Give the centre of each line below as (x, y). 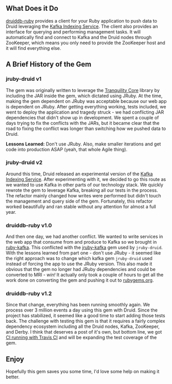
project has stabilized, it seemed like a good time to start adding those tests (85, 316)
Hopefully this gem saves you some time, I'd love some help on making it (83, 372)
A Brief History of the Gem (49, 65)
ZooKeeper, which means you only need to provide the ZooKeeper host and (85, 43)
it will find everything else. (34, 48)
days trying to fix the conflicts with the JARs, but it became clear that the (83, 123)
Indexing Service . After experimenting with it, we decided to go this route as (86, 179)
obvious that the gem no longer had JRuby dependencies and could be (81, 269)
